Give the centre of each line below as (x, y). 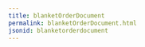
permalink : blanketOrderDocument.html (72, 23)
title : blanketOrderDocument (57, 16)
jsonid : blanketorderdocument (59, 30)
